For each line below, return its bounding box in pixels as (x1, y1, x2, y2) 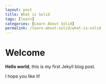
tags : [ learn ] (5, 16, 35, 21)
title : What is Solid (5, 12, 50, 17)
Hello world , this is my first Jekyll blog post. (5, 64, 96, 70)
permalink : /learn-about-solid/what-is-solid (5, 26, 101, 31)
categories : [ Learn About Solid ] (5, 21, 75, 26)
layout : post (5, 7, 32, 12)
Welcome (5, 47, 45, 59)
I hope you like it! (5, 73, 40, 80)
